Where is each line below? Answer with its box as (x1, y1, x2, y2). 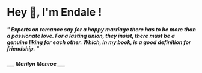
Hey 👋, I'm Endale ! (7, 5, 102, 19)
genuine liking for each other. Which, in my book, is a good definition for (7, 39, 191, 46)
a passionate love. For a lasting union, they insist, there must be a (7, 32, 175, 39)
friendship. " (7, 45, 40, 52)
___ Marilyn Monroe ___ (7, 60, 66, 68)
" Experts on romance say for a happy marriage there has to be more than (7, 25, 196, 33)
